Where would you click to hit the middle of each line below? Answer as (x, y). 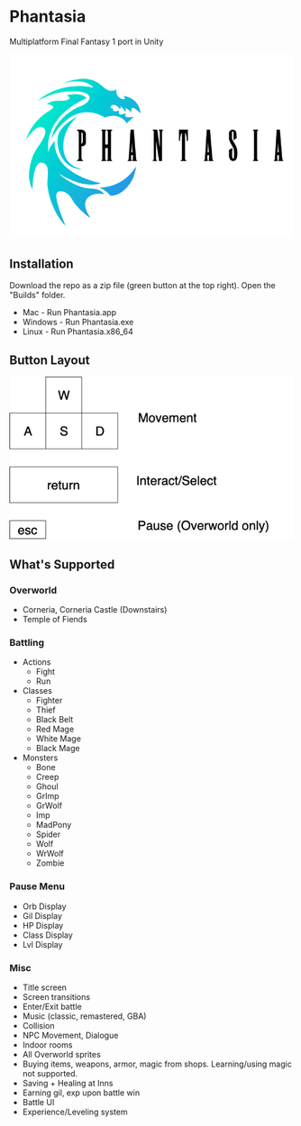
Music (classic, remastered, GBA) (84, 1016)
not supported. (50, 1073)
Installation (41, 263)
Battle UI (38, 1102)
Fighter (49, 701)
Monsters (40, 758)
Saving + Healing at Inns (68, 1083)
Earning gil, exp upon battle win (81, 1093)
